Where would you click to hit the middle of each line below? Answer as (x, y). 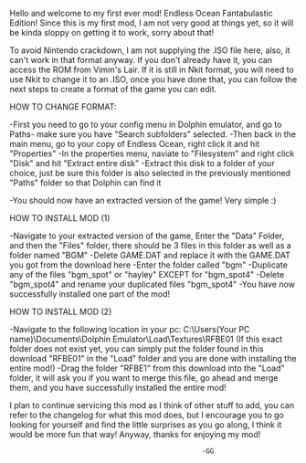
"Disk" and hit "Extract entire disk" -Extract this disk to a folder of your (142, 163)
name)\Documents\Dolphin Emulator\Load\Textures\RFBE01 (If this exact (146, 339)
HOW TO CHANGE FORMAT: (63, 107)
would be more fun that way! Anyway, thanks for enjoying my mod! (135, 434)
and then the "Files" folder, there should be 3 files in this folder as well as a (151, 245)
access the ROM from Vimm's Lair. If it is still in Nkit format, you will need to (152, 69)
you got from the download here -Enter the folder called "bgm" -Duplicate (148, 265)
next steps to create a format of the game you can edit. (113, 89)
